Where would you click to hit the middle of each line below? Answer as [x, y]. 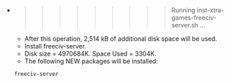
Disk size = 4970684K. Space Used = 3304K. [90, 53]
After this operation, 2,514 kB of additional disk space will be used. [121, 39]
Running [183, 10]
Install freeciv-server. [55, 46]
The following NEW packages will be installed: [91, 61]
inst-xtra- [210, 10]
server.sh [185, 25]
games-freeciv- [194, 18]
